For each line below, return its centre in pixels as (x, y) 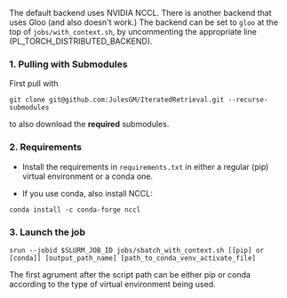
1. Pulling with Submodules (68, 64)
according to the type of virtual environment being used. (112, 284)
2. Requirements (46, 148)
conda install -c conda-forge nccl (75, 209)
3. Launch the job (48, 232)
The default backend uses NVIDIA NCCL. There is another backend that (140, 13)
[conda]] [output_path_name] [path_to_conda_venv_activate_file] (132, 258)
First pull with (34, 84)
